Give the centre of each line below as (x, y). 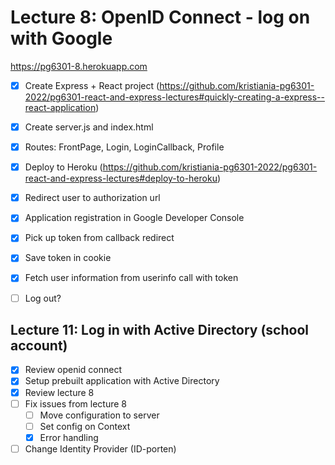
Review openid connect (73, 370)
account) (39, 345)
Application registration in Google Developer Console (134, 218)
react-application (60, 107)
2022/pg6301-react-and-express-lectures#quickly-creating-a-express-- (174, 97)
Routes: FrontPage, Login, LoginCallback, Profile (124, 147)
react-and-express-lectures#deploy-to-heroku (121, 178)
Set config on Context (85, 426)
